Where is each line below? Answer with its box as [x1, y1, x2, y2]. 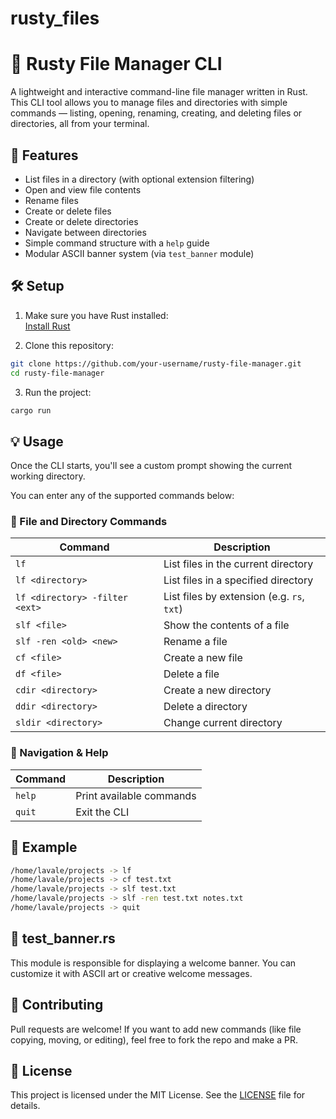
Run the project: [24, 386, 92, 398]
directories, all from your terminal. [10, 118, 150, 130]
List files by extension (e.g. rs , [163, 590, 305, 604]
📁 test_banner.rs [10, 930, 116, 947]
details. [10, 1100, 41, 1112]
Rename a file [163, 635, 228, 649]
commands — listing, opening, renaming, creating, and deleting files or [10, 107, 303, 119]
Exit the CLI [75, 805, 130, 819]
